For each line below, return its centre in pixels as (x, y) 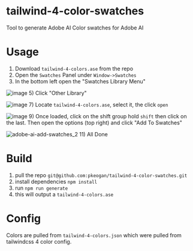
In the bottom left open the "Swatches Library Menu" (80, 81)
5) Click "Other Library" (58, 93)
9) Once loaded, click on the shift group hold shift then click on (108, 116)
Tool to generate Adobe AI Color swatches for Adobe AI (75, 28)
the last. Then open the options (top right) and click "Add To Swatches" (94, 122)
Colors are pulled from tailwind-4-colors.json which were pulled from (94, 235)
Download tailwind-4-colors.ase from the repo (74, 68)
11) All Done (93, 134)
